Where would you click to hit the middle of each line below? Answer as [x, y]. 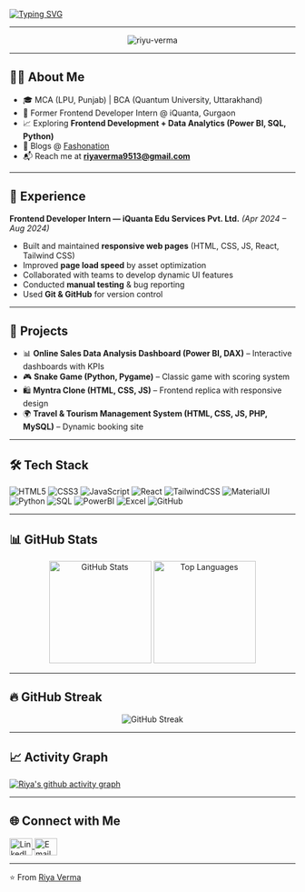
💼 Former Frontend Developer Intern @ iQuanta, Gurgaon [129, 113]
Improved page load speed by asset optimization [114, 265]
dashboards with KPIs [63, 366]
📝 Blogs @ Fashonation [66, 145]
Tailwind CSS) [49, 256]
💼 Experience [48, 197]
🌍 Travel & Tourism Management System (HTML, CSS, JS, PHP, [145, 414]
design [35, 404]
